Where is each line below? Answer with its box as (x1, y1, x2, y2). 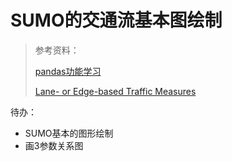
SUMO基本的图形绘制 (24, 127, 114, 139)
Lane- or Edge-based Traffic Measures (34, 85, 197, 97)
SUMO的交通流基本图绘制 (10, 9, 223, 32)
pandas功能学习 (34, 65, 102, 77)
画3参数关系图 (24, 139, 84, 151)
